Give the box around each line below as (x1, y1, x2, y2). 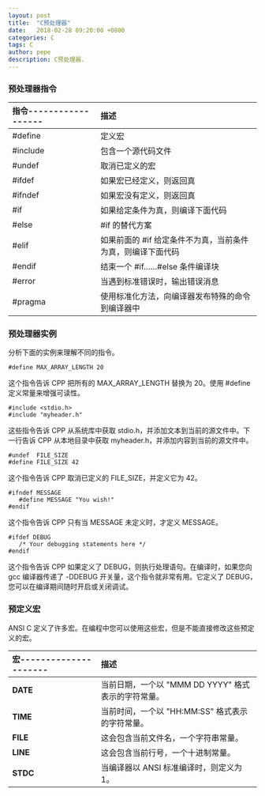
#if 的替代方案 (100, 220, 152, 231)
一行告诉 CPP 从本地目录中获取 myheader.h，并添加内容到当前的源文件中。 (8, 436, 253, 445)
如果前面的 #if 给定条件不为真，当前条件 (100, 235, 249, 246)
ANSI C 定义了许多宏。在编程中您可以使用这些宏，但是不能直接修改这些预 (8, 623, 248, 632)
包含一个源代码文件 (100, 145, 172, 157)
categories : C (8, 33, 55, 42)
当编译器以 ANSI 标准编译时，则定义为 (101, 762, 243, 773)
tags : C (8, 41, 34, 49)
